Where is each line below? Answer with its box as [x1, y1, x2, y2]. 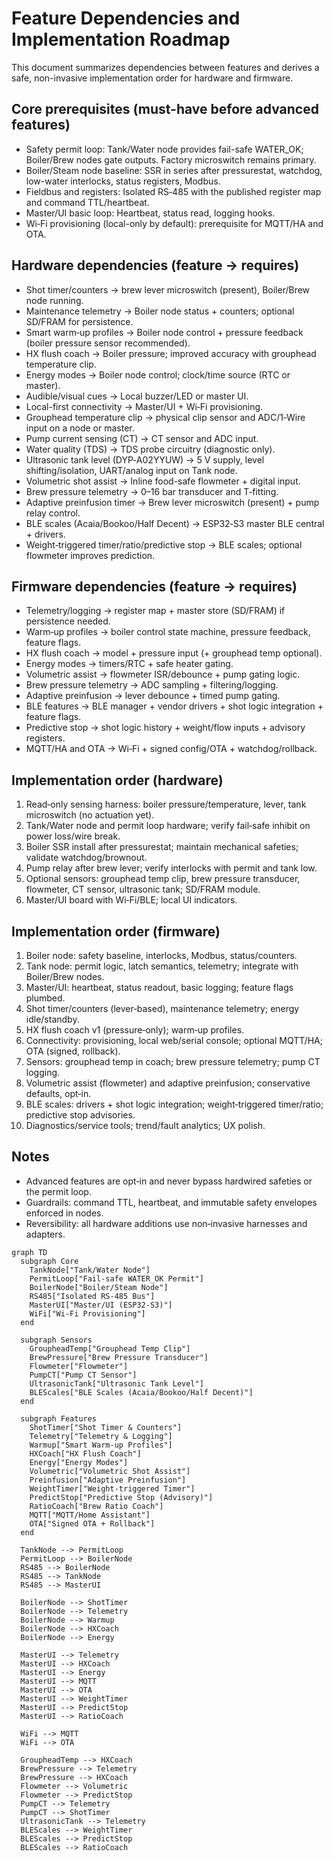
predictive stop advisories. [25, 1109, 136, 1121]
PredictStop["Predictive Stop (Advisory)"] [29, 1492, 214, 1502]
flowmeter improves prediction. [25, 549, 156, 561]
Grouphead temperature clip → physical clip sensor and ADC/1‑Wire [25, 411, 306, 423]
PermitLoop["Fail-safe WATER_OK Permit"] [29, 1273, 204, 1284]
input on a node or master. [25, 422, 135, 434]
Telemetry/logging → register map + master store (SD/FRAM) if [25, 605, 286, 617]
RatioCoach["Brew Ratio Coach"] [29, 1501, 164, 1511]
